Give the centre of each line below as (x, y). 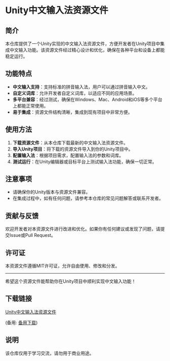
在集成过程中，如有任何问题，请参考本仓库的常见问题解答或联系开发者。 (88, 198)
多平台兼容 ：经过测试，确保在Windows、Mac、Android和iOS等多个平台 (88, 99)
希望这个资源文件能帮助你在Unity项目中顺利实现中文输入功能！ (71, 281)
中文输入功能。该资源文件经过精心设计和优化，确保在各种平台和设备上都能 (87, 50)
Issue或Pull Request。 (32, 235)
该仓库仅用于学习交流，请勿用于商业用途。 (50, 353)
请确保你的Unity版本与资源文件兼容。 (51, 192)
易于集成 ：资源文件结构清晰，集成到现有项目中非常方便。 (72, 112)
